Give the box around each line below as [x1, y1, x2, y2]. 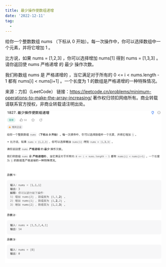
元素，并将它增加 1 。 [9, 45, 53, 51]
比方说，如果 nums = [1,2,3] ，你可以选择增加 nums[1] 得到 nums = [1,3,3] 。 [5, 55, 161, 61]
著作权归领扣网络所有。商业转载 [93, 95, 159, 101]
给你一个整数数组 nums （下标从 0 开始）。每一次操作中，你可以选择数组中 [5, 39, 157, 45]
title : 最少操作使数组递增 [5, 8, 55, 13]
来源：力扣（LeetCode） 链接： [5, 89, 70, 95]
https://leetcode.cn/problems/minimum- [69, 89, 152, 95]
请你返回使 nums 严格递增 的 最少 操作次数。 [5, 61, 97, 67]
